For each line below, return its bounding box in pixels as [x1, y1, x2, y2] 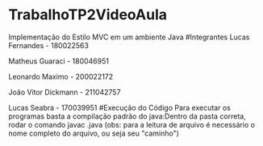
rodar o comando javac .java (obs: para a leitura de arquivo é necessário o [8, 120, 256, 129]
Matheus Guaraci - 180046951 [8, 56, 109, 66]
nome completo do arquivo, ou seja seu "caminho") [8, 128, 180, 138]
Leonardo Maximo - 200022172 [8, 71, 114, 81]
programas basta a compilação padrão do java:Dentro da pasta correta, [8, 111, 246, 121]
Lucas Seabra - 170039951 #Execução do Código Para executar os [8, 103, 232, 112]
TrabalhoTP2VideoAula [8, 6, 168, 24]
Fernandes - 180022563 [8, 40, 89, 50]
